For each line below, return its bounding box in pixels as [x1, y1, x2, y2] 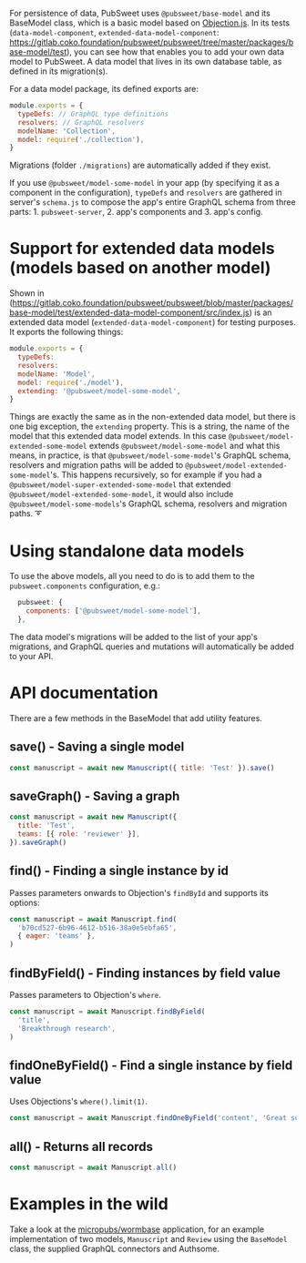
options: [9, 897, 41, 908]
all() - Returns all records [9, 1138, 153, 1155]
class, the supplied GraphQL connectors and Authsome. [9, 1243, 220, 1254]
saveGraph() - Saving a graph [9, 788, 180, 804]
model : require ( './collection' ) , [17, 135, 145, 144]
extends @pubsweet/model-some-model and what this [88, 441, 280, 452]
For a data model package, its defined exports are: [9, 84, 199, 94]
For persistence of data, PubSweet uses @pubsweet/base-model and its [9, 8, 270, 18]
